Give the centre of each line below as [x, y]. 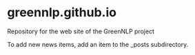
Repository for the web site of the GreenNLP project [81, 31]
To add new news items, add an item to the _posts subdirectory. [98, 44]
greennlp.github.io [62, 13]
